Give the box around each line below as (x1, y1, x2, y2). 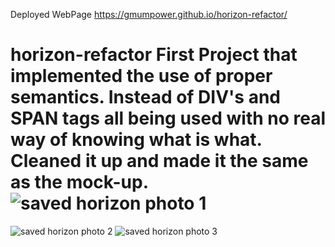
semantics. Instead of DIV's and (10, 86, 282, 109)
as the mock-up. (10, 171, 149, 194)
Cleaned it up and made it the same (10, 150, 309, 173)
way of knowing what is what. (10, 129, 263, 151)
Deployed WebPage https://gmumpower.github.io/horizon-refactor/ (10, 9, 288, 20)
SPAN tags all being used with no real (10, 107, 327, 130)
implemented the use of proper (10, 65, 273, 88)
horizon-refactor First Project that (10, 44, 298, 66)
